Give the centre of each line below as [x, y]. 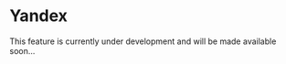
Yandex [39, 16]
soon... [22, 50]
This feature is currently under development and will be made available [143, 41]
